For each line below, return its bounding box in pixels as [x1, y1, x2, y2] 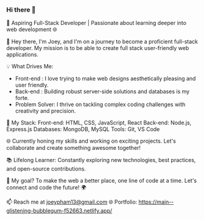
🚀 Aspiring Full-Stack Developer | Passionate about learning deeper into [6, 20, 187, 27]
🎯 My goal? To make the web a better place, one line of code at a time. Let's [6, 177, 197, 185]
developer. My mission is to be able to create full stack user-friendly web [6, 44, 189, 52]
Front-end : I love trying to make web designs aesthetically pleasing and [15, 75, 196, 82]
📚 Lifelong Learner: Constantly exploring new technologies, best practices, [6, 157, 196, 164]
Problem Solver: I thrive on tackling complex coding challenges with [15, 101, 186, 108]
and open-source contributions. [6, 165, 86, 172]
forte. [15, 94, 29, 102]
